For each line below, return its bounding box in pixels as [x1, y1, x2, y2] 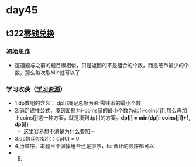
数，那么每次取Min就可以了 [14, 69, 81, 76]
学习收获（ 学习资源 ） [6, 85, 66, 93]
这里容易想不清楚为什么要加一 [23, 128, 95, 135]
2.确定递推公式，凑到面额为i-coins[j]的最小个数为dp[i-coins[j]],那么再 [14, 107, 183, 114]
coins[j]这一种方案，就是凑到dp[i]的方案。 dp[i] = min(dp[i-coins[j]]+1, [19, 114, 191, 121]
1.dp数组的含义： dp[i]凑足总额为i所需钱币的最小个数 [14, 100, 142, 107]
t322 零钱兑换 [6, 28, 54, 38]
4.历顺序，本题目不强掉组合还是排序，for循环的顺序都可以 [14, 142, 154, 149]
